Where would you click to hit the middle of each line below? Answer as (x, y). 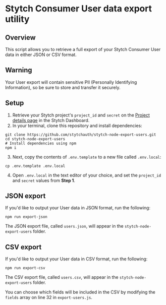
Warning (19, 70)
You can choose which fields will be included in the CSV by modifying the (80, 292)
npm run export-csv (25, 268)
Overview (21, 37)
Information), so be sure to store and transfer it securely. (63, 87)
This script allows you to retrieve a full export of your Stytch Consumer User (83, 49)
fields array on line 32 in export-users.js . (49, 298)
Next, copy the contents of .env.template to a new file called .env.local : (87, 157)
